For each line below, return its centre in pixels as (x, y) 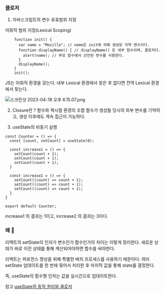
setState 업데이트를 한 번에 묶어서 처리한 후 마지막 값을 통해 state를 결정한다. (80, 265)
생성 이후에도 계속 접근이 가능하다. (52, 117)
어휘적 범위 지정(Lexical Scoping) (38, 30)
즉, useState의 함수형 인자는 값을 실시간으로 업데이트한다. (61, 276)
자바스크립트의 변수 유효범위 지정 (44, 20)
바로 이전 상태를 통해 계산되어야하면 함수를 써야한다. (65, 248)
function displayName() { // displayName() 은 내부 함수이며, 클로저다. (89, 50)
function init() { (33, 40)
